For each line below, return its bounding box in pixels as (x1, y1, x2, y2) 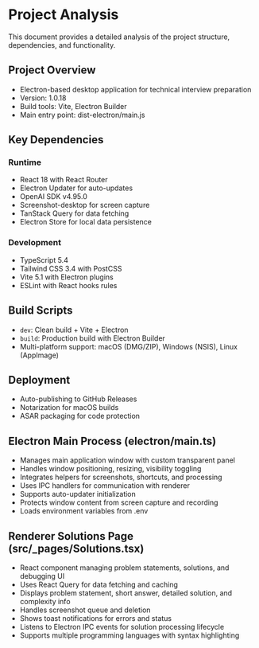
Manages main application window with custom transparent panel (19, 455, 236, 465)
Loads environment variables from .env (19, 506, 149, 516)
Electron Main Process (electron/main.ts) (8, 434, 217, 447)
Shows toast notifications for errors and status (19, 613, 172, 623)
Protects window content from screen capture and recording (19, 498, 218, 507)
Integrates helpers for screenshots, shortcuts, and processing (19, 472, 222, 482)
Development (8, 237, 62, 248)
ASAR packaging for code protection (19, 412, 141, 421)
